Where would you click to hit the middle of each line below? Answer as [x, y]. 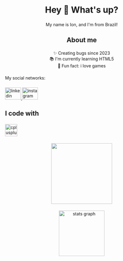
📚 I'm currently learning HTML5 [82, 59]
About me [82, 40]
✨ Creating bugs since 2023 [82, 53]
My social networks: [25, 78]
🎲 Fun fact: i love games [82, 66]
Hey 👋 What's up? [82, 10]
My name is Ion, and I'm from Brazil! [82, 25]
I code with [22, 113]
